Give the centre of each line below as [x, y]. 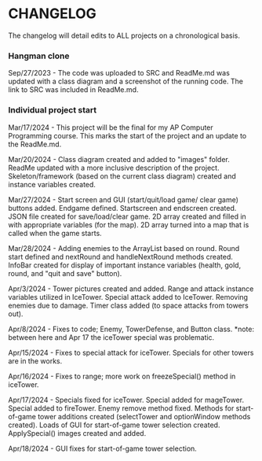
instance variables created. [52, 184]
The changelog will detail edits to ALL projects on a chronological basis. [124, 35]
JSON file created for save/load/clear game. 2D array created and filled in [127, 216]
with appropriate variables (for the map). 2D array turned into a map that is [129, 224]
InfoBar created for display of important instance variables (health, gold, [125, 265]
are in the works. [35, 361]
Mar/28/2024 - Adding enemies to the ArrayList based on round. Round [124, 248]
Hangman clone [39, 56]
